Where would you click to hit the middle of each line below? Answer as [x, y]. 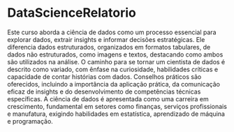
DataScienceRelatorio [72, 13]
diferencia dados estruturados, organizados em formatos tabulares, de [109, 47]
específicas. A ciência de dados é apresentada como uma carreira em [108, 98]
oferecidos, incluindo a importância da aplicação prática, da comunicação [114, 84]
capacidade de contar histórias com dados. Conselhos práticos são [104, 76]
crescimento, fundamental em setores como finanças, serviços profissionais [117, 106]
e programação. [30, 121]
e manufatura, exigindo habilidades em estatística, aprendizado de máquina [116, 114]
